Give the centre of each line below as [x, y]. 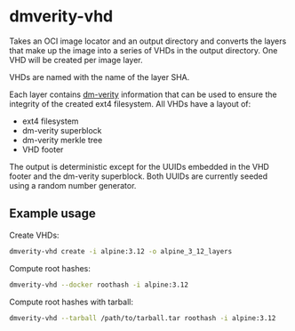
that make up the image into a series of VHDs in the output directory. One [144, 50]
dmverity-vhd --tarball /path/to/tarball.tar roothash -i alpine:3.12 [143, 318]
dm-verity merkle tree [62, 140]
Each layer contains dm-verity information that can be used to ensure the [143, 94]
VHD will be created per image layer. [76, 60]
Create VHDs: [34, 235]
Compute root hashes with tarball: [71, 302]
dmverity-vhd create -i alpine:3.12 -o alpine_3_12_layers [121, 251]
